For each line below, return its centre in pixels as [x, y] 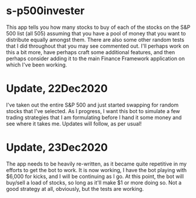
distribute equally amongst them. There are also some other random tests [95, 39]
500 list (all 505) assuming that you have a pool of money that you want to [96, 33]
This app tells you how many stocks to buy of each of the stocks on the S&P [98, 27]
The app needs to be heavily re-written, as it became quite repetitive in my [97, 164]
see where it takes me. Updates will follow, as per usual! [74, 123]
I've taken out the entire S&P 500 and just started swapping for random [92, 105]
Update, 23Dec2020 [57, 148]
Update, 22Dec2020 [57, 89]
